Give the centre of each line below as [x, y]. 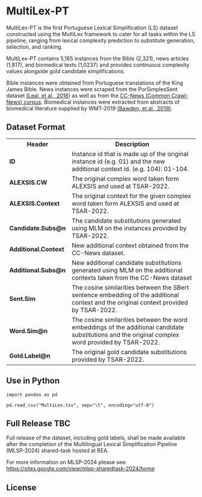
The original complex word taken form [125, 178]
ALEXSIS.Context [35, 203]
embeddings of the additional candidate [128, 327]
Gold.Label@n [30, 355]
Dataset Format [36, 127]
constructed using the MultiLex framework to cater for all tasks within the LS [101, 34]
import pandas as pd [32, 394]
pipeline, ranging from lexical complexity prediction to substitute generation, [101, 40]
